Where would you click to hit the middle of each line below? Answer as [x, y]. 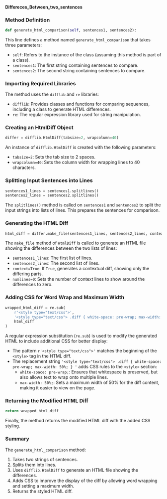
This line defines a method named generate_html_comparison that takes [78, 39]
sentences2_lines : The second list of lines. [56, 263]
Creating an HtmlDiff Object [39, 127]
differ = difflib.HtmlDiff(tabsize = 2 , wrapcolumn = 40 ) [62, 138]
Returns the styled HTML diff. [42, 491]
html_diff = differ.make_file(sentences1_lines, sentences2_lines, [77, 234]
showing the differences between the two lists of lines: [61, 248]
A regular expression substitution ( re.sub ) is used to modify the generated [81, 336]
